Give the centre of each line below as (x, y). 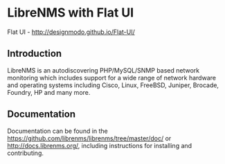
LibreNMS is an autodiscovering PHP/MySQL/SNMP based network (103, 70)
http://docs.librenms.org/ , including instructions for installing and (100, 145)
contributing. (25, 153)
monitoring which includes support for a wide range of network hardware (112, 78)
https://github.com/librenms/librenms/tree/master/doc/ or (89, 138)
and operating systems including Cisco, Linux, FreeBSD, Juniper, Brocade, (113, 85)
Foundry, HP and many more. (49, 92)
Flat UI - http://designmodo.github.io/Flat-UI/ (71, 32)
